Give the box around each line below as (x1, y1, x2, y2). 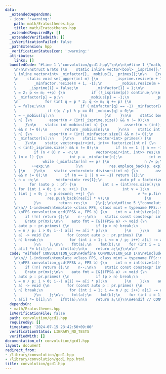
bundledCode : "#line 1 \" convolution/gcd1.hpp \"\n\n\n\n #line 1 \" (9, 62, 152, 67)
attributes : (9, 53, 35, 58)
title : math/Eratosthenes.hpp (14, 26, 77, 31)
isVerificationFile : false (9, 311, 65, 316)
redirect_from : (5, 347, 37, 353)
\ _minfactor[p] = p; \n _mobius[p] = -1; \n (14, 94, 129, 99)
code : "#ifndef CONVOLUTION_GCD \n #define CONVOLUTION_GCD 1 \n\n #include (9, 251, 163, 256)
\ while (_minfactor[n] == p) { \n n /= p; (14, 159, 161, 164)
